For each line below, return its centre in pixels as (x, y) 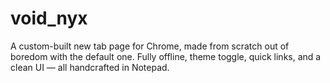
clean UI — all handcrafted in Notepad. (90, 67)
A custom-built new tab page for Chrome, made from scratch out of (150, 46)
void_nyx (49, 18)
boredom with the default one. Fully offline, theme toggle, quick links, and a (166, 56)
